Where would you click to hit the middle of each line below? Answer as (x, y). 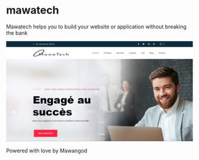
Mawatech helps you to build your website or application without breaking (96, 27)
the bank (17, 32)
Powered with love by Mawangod (47, 151)
